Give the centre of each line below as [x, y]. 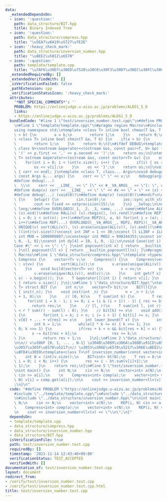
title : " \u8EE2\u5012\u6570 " [44, 56]
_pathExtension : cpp [31, 88]
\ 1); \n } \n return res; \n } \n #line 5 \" [63, 366]
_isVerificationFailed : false [41, 84]
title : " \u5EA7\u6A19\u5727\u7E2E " [51, 42]
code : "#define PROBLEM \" [38, 389]
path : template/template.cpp [44, 65]
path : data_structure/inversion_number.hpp [60, 51]
